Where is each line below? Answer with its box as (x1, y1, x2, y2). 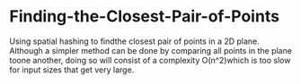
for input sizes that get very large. (9, 64, 135, 75)
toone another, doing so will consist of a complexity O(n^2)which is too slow (9, 55, 291, 65)
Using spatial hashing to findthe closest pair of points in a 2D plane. (9, 36, 261, 46)
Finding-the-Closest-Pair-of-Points (9, 6, 280, 27)
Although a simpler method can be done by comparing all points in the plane (9, 45, 292, 55)
